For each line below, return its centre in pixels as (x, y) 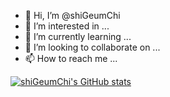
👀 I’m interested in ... (67, 26)
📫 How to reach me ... (71, 58)
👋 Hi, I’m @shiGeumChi (72, 15)
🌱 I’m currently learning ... (78, 36)
